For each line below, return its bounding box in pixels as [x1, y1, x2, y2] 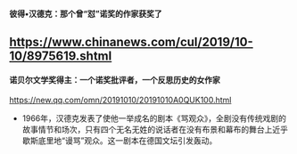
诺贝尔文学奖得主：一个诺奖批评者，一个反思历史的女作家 [9, 74, 220, 85]
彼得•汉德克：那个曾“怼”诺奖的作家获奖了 [9, 8, 162, 19]
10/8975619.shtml [9, 48, 112, 63]
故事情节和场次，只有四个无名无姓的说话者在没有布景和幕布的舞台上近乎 [21, 125, 288, 135]
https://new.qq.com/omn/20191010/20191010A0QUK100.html [9, 94, 232, 106]
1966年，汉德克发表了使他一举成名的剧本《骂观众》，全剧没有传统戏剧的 [21, 113, 287, 124]
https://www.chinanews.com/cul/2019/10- [9, 34, 253, 49]
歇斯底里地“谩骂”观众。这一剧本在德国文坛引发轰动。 [21, 135, 218, 146]
